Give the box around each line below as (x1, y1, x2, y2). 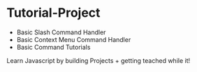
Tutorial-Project (6, 5, 101, 21)
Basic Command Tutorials (16, 43, 91, 51)
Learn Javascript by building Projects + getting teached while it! (6, 56, 191, 64)
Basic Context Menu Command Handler (16, 35, 131, 43)
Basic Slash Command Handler (16, 28, 106, 36)
